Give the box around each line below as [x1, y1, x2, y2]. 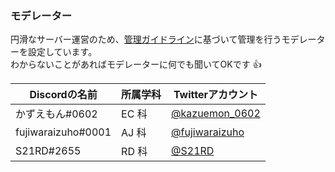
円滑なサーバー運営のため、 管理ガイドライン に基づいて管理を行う [10, 33, 282, 46]
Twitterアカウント [173, 88, 258, 102]
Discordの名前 [29, 88, 98, 102]
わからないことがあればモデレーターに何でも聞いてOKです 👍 [10, 58, 262, 71]
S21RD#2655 [15, 144, 82, 158]
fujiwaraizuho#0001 [15, 125, 112, 139]
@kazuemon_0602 [171, 107, 261, 121]
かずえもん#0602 [15, 107, 98, 121]
